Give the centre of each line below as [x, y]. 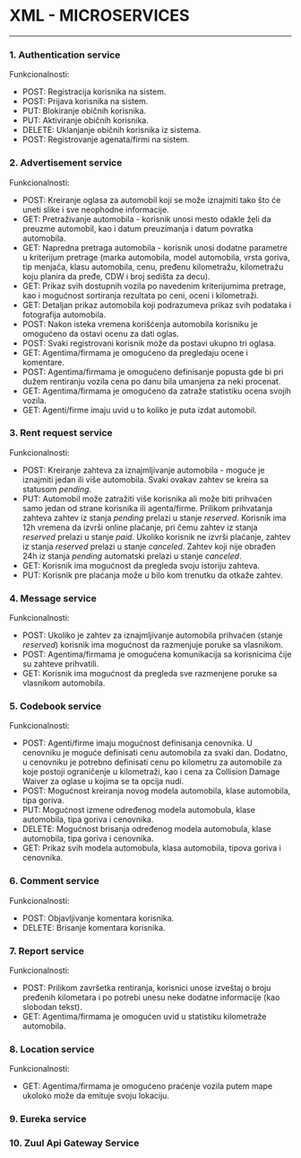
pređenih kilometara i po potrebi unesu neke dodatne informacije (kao [151, 997]
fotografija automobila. [64, 314]
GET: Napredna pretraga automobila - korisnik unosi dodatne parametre [155, 247]
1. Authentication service [65, 55]
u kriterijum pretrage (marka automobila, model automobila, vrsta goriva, [156, 257]
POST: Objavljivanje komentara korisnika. [98, 918]
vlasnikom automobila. [64, 683]
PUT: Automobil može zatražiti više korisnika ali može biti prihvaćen [147, 499]
